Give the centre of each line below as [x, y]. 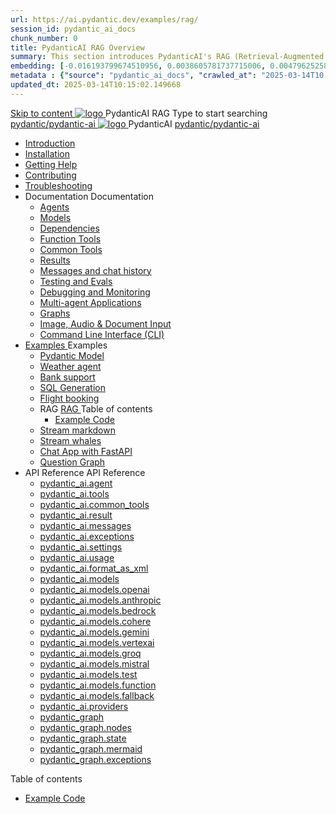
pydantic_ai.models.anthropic [100, 600]
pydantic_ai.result [76, 515]
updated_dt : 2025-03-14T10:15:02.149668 [96, 85]
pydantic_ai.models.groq [90, 653]
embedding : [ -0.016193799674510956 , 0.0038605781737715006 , [138, 66]
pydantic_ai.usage [77, 557]
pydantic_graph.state [83, 738]
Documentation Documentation [89, 196]
